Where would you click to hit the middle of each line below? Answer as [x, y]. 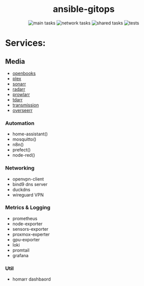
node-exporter [27, 224]
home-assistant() [30, 134]
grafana [20, 255]
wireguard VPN [28, 194]
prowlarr [21, 94]
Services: [25, 43]
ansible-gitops [84, 9]
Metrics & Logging [28, 207]
